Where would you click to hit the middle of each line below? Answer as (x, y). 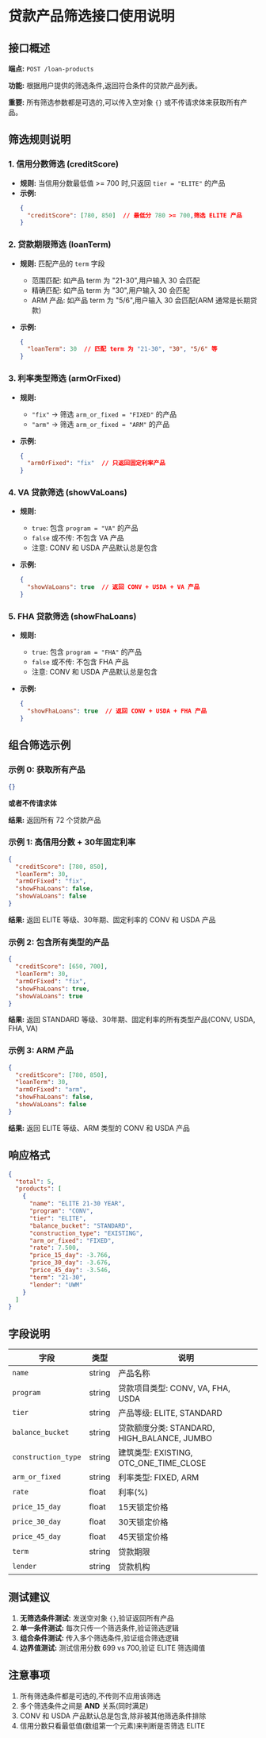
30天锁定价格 (143, 1522)
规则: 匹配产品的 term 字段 (62, 263)
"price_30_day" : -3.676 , (70, 1263)
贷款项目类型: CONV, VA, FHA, (175, 1388)
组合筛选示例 (40, 746)
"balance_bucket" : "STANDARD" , (81, 1226)
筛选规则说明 (40, 140)
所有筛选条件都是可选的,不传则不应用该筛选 (90, 1696)
